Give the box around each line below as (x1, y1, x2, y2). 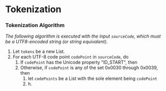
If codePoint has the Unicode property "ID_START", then (20, 59, 137, 66)
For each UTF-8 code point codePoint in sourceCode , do (12, 54, 129, 60)
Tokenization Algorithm (5, 22, 65, 29)
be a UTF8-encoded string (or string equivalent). (5, 39, 108, 45)
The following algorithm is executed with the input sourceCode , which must (5, 33, 161, 39)
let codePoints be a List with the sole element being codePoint (27, 75, 157, 82)
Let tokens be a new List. (12, 48, 65, 54)
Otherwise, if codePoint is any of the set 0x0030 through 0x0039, (20, 65, 158, 71)
